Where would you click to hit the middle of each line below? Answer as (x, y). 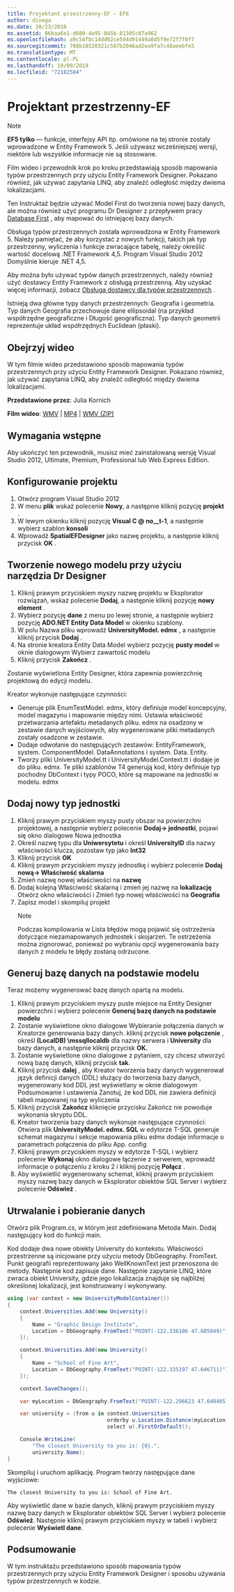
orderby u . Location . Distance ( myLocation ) (168, 1420)
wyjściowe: (23, 1480)
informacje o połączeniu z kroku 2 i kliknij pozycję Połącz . (101, 1167)
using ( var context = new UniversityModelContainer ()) (88, 1299)
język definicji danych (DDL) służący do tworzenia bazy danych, (109, 1078)
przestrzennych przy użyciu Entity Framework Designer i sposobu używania (116, 1574)
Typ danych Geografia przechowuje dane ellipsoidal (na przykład (100, 311)
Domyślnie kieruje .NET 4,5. (47, 262)
